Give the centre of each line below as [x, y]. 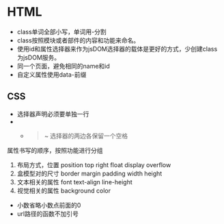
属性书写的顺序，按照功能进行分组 [55, 150]
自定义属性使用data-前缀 [52, 74]
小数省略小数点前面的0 [49, 205]
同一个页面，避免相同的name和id [64, 66]
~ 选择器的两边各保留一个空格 [86, 136]
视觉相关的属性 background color [64, 190]
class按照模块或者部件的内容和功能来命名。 [78, 40]
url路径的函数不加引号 [47, 214]
